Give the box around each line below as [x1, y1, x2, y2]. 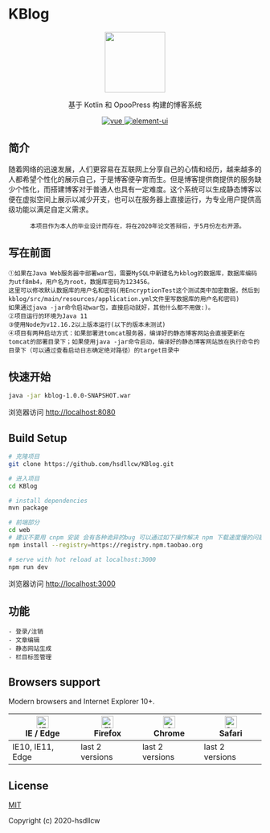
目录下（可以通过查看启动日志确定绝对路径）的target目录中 [8, 346, 180, 354]
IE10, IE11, [12, 741, 55, 753]
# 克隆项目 [8, 452, 40, 461]
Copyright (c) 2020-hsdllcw [8, 816, 100, 825]
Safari [219, 728, 243, 739]
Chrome [153, 728, 185, 739]
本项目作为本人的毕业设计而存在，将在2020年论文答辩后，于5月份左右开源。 [29, 222, 246, 230]
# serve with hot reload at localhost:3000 [8, 555, 157, 563]
